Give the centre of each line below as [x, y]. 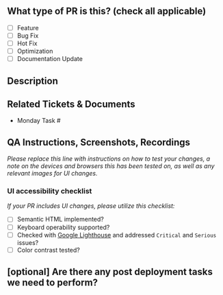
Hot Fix [27, 43]
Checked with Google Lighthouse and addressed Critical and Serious [117, 235]
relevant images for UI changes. [52, 174]
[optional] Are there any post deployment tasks [110, 272]
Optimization [35, 51]
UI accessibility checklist [50, 191]
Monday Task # [39, 121]
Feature [28, 27]
